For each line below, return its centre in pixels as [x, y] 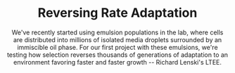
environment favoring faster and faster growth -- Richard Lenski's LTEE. [118, 62]
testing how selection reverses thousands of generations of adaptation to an [118, 55]
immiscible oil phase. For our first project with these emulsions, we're [118, 47]
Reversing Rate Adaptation [118, 13]
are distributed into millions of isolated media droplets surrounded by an [118, 39]
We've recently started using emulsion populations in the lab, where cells [118, 32]
